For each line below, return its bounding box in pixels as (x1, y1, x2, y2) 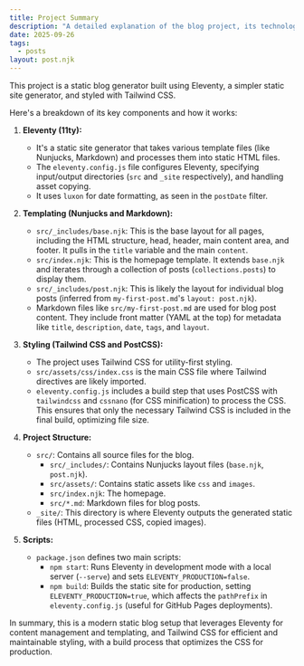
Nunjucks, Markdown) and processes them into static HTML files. (35, 152, 280, 163)
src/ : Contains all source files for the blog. (35, 450, 195, 460)
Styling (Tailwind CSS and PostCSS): (22, 339, 164, 349)
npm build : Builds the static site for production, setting (49, 581, 252, 591)
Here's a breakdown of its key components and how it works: (9, 108, 238, 118)
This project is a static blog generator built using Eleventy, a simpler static (9, 81, 285, 90)
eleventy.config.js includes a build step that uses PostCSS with (35, 385, 278, 396)
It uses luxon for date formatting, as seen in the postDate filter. (35, 191, 269, 201)
